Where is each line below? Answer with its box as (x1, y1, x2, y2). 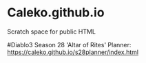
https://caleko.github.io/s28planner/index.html (7, 48, 139, 56)
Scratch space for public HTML (7, 27, 96, 36)
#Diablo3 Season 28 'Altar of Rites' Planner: (7, 40, 132, 49)
